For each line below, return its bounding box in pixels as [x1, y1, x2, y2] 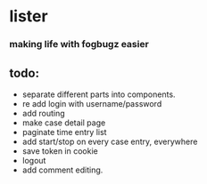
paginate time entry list [21, 126, 107, 137]
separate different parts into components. [21, 89, 176, 100]
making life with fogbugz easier [9, 38, 149, 51]
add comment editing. [21, 164, 103, 175]
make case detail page [21, 117, 106, 128]
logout [21, 155, 46, 165]
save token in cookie [21, 145, 98, 156]
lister [9, 6, 48, 27]
